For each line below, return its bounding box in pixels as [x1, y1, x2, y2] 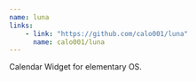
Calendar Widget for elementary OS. [9, 62, 142, 72]
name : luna [9, 12, 50, 22]
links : [9, 21, 34, 30]
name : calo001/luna [32, 37, 105, 47]
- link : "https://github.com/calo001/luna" [25, 29, 189, 38]
